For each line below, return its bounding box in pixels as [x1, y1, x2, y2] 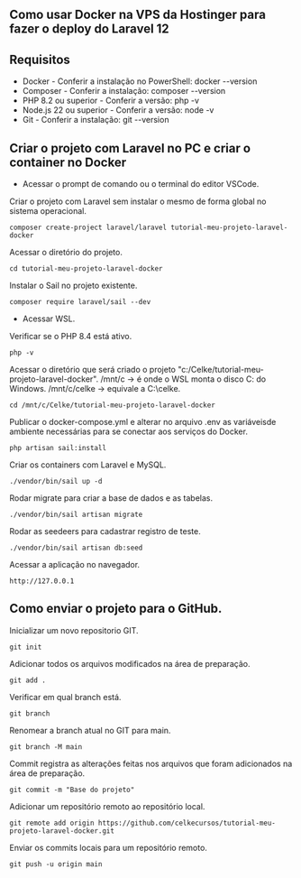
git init [9, 642, 42, 652]
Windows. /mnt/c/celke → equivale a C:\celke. [9, 384, 181, 394]
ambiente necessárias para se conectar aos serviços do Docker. [9, 426, 248, 437]
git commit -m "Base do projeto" [9, 785, 135, 794]
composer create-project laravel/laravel [9, 223, 168, 233]
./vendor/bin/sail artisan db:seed [9, 543, 143, 553]
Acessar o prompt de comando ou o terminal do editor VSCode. [22, 179, 260, 189]
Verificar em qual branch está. [9, 691, 122, 702]
